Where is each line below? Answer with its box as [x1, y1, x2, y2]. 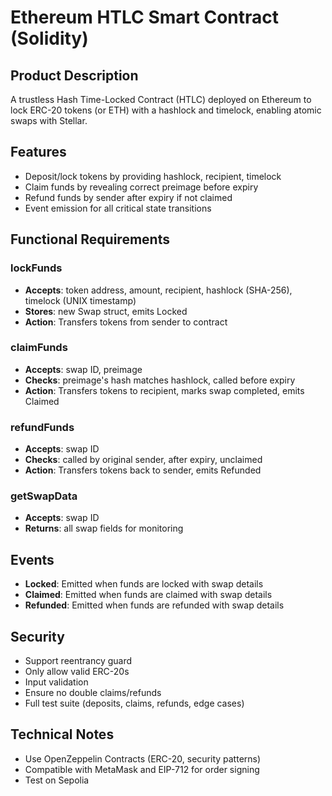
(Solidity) [10, 27, 89, 50]
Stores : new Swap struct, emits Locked [24, 305, 188, 317]
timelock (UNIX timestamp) [24, 294, 137, 306]
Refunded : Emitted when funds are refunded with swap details [24, 599, 285, 611]
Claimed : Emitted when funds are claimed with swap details [24, 589, 273, 601]
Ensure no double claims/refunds [24, 687, 162, 699]
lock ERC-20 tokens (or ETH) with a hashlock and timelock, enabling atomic [10, 104, 322, 116]
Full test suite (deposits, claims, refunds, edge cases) [24, 697, 245, 710]
